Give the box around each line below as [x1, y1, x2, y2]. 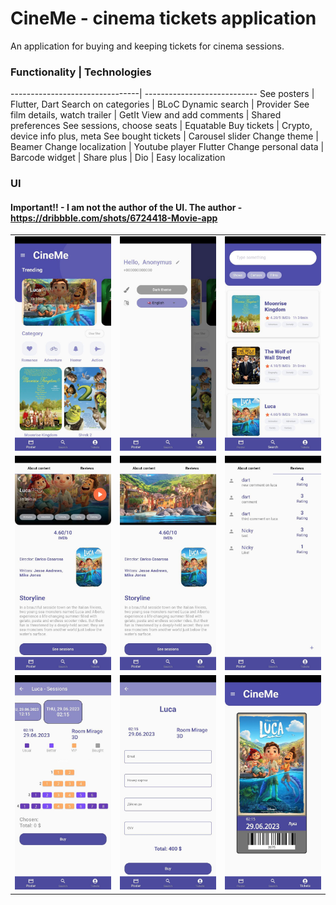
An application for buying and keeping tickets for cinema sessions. [10, 40, 285, 52]
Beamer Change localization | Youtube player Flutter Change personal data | [10, 141, 325, 153]
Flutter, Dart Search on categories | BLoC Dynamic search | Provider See [10, 98, 310, 111]
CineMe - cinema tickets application [10, 7, 317, 30]
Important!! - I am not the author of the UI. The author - [10, 201, 243, 213]
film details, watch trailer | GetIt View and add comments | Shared [10, 109, 282, 121]
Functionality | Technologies [10, 65, 152, 79]
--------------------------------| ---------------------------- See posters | [10, 88, 315, 100]
